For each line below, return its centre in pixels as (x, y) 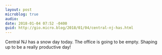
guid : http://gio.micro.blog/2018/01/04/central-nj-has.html (69, 28)
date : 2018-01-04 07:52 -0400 (36, 23)
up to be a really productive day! (38, 47)
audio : (12, 19)
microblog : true (22, 14)
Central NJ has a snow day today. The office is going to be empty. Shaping (81, 42)
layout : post (19, 10)
